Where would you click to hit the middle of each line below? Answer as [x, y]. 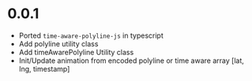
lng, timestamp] [44, 68]
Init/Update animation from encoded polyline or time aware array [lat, [131, 61]
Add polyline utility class [58, 43]
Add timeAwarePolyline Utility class [76, 52]
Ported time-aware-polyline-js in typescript [91, 35]
